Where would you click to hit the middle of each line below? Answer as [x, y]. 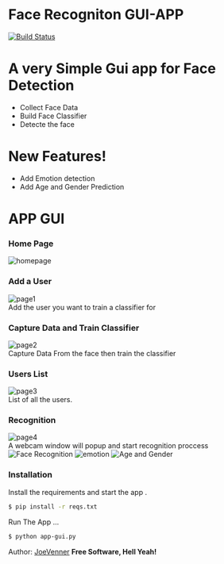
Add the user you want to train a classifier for [82, 307]
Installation [31, 475]
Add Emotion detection [57, 178]
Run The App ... [34, 522]
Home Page [31, 244]
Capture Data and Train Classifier [74, 328]
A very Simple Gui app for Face [112, 69]
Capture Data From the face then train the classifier [92, 353]
